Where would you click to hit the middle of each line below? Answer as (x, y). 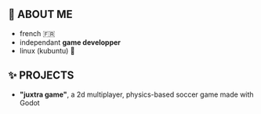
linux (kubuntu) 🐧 (47, 50)
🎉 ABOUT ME (40, 15)
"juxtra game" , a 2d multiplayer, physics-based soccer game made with (136, 94)
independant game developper (70, 42)
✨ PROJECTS (41, 75)
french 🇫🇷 (37, 33)
